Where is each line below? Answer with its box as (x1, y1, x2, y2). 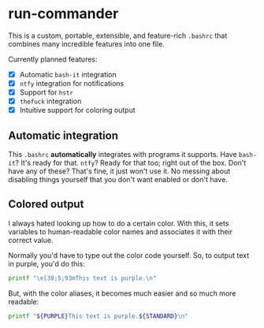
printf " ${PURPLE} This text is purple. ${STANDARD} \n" (8, 312, 189, 320)
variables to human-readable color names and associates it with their (8, 226, 232, 237)
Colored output (8, 198, 84, 211)
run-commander (8, 5, 119, 23)
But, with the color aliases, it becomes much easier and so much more (8, 289, 236, 298)
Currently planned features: (8, 54, 98, 64)
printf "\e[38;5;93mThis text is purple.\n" (8, 274, 157, 282)
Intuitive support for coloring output (19, 106, 136, 115)
